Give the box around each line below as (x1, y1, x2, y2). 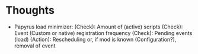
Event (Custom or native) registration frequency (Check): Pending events (14, 29, 193, 36)
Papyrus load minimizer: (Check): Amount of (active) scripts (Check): (14, 23, 183, 30)
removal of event (14, 42, 56, 49)
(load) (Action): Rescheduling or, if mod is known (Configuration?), (14, 36, 177, 43)
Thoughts (5, 4, 55, 17)
